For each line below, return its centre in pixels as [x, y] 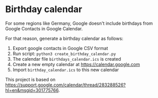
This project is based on [30, 79]
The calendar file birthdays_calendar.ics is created [67, 59]
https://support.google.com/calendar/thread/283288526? [66, 85]
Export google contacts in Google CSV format [60, 48]
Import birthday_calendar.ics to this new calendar [66, 70]
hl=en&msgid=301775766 [32, 90]
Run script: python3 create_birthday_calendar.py [64, 54]
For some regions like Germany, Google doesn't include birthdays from [79, 23]
